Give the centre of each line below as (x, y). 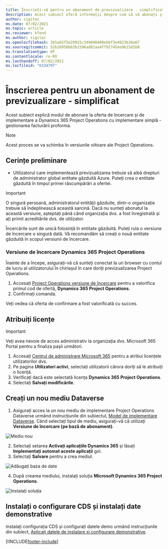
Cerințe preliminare (36, 161)
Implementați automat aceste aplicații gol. (57, 451)
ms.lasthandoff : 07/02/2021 (35, 61)
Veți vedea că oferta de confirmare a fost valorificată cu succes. (72, 304)
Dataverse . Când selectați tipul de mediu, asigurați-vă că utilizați (79, 421)
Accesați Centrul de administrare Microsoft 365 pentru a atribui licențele (87, 356)
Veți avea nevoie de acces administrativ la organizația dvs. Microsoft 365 (81, 341)
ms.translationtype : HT (30, 52)
